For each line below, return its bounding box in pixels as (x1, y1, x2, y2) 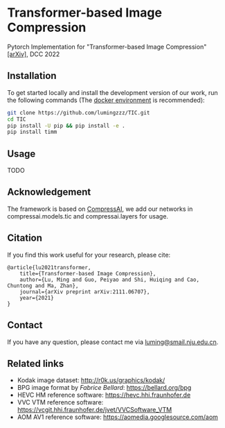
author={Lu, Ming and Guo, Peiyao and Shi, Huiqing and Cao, (19, 276, 199, 283)
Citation (7, 232, 43, 244)
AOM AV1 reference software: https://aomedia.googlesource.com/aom (17, 413, 218, 421)
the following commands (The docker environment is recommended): (7, 96, 206, 104)
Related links (7, 357, 64, 369)
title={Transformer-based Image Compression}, (19, 270, 156, 277)
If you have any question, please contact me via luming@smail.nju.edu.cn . (7, 338, 219, 346)
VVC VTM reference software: (17, 398, 104, 406)
